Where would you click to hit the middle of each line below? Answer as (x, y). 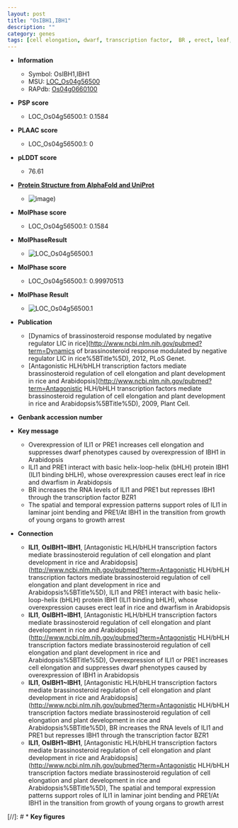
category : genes (31, 34)
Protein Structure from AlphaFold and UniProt (86, 185)
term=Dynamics (52, 351)
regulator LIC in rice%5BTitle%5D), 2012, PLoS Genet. (107, 359)
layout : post (27, 14)
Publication (35, 322)
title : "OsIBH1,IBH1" (39, 21)
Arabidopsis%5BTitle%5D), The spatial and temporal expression (122, 788)
